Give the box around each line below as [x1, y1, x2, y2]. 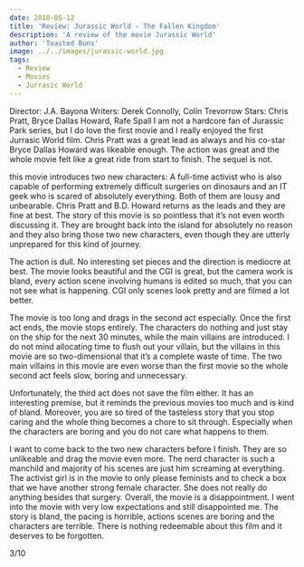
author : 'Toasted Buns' [9, 38, 100, 48]
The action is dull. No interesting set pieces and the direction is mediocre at [9, 255, 291, 267]
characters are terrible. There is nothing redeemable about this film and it [9, 520, 282, 531]
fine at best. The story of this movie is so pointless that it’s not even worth [9, 209, 285, 220]
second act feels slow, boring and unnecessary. [9, 370, 187, 380]
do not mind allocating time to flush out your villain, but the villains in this [9, 341, 280, 351]
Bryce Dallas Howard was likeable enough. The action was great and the [9, 144, 280, 155]
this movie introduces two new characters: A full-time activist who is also [9, 171, 282, 182]
